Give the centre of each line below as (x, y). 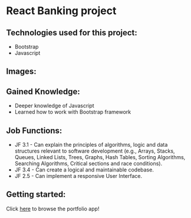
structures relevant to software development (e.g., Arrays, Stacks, (95, 151)
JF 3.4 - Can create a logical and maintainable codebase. (84, 170)
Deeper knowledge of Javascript (54, 106)
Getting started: (36, 195)
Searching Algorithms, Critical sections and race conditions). (88, 164)
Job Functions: (34, 131)
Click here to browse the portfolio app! (53, 209)
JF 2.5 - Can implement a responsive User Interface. (78, 176)
